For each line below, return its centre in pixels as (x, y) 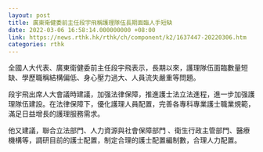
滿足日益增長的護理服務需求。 (56, 114)
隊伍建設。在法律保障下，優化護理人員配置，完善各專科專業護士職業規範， (135, 104)
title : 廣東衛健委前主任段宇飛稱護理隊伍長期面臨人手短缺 (90, 23)
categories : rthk (36, 45)
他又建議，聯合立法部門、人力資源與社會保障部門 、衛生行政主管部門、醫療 (129, 131)
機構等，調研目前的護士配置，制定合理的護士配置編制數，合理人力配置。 (124, 140)
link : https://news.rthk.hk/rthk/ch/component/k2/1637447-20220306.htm (127, 37)
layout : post (29, 15)
